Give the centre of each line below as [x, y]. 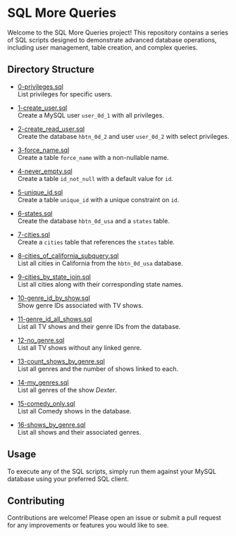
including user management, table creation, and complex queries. [103, 47]
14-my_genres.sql [43, 382]
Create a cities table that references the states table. [96, 242]
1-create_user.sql [42, 108]
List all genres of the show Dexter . [67, 389]
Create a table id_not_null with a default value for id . [95, 178]
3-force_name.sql [43, 150]
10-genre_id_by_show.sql [54, 298]
